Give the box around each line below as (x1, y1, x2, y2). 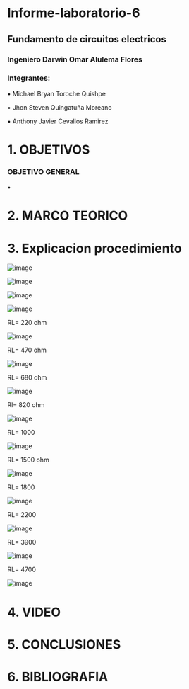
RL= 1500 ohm (7, 455, 49, 465)
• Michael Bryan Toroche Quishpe (7, 89, 106, 98)
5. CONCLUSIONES (7, 636, 121, 652)
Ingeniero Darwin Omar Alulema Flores (7, 55, 143, 64)
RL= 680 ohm (7, 373, 47, 382)
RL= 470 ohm (7, 346, 47, 355)
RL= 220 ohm (7, 319, 47, 327)
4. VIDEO (7, 604, 61, 620)
